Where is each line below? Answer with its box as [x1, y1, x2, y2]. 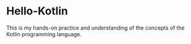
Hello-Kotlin [6, 4, 69, 18]
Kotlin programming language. [6, 30, 82, 37]
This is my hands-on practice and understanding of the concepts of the [6, 24, 185, 31]
